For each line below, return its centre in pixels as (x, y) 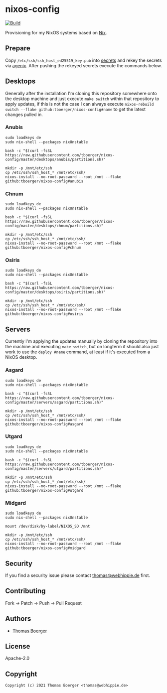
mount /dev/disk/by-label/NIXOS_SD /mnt (48, 527)
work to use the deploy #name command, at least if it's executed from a (78, 352)
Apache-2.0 (17, 658)
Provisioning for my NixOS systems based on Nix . (56, 32)
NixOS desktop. (21, 357)
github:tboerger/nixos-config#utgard (44, 490)
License (18, 646)
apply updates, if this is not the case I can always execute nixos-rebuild (80, 104)
